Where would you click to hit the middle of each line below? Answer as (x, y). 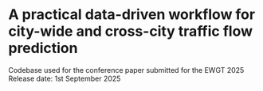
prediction (43, 48)
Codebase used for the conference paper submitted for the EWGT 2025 (126, 70)
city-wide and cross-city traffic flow (131, 31)
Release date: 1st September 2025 (65, 78)
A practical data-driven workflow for (132, 15)
